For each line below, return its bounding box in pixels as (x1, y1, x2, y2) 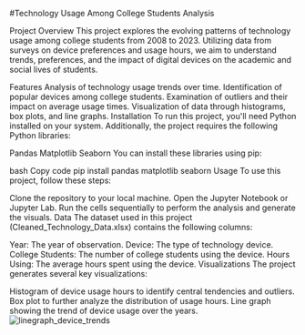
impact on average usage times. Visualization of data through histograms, (9, 101, 287, 112)
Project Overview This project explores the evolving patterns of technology (9, 25, 291, 36)
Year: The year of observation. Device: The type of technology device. (9, 239, 274, 249)
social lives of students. (9, 64, 98, 75)
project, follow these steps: (9, 175, 112, 186)
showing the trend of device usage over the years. (9, 305, 198, 316)
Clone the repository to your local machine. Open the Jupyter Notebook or (9, 193, 289, 203)
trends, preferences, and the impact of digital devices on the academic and (9, 55, 291, 65)
